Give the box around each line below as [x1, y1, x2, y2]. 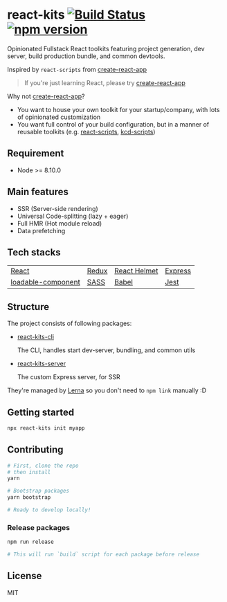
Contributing [7, 444, 64, 456]
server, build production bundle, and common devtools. [7, 52, 165, 60]
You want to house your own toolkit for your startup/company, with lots [17, 105, 220, 113]
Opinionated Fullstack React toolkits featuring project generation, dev [7, 44, 205, 53]
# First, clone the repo [7, 462, 79, 469]
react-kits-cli [17, 333, 54, 341]
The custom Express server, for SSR [17, 373, 120, 381]
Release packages [7, 522, 71, 532]
